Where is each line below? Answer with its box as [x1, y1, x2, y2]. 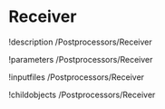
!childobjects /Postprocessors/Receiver [8, 89, 156, 100]
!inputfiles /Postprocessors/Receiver [8, 71, 145, 83]
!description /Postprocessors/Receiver [8, 36, 152, 47]
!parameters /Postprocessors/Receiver [8, 54, 153, 64]
